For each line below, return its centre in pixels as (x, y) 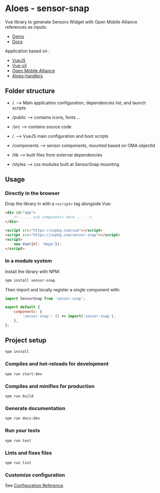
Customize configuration (35, 475)
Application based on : (27, 51)
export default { (23, 307)
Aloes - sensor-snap (47, 8)
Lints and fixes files (29, 453)
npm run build (19, 396)
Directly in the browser (32, 193)
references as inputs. (26, 27)
